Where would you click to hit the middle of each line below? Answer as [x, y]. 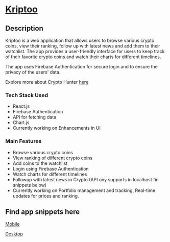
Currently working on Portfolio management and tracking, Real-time [84, 190]
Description [24, 28]
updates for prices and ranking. [46, 196]
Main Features [23, 141]
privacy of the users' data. [33, 72]
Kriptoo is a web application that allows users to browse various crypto [80, 40]
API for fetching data [34, 117]
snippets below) [30, 185]
